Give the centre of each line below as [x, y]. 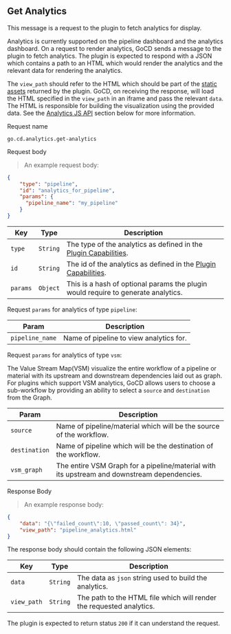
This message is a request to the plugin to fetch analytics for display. [104, 28]
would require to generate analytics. [124, 292]
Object [49, 288]
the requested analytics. [116, 606]
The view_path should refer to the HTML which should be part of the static [112, 84]
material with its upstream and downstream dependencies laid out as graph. [114, 375]
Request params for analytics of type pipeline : [72, 309]
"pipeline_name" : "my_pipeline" [71, 203]
